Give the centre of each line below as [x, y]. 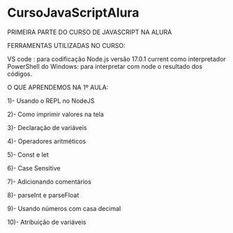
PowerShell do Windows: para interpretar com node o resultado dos [105, 66]
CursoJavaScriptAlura [73, 13]
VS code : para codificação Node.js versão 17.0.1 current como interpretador [117, 59]
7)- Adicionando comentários [50, 182]
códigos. [20, 74]
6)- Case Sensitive [34, 168]
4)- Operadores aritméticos [47, 141]
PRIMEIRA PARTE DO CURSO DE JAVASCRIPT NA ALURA [90, 32]
